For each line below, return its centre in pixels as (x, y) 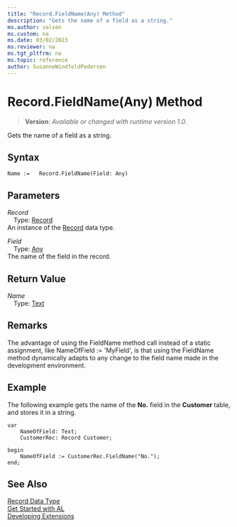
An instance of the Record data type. (61, 228)
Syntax (23, 157)
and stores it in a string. (42, 412)
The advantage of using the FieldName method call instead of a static (109, 343)
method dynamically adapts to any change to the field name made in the (113, 357)
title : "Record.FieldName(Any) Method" (66, 14)
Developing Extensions (41, 516)
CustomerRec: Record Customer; (66, 438)
